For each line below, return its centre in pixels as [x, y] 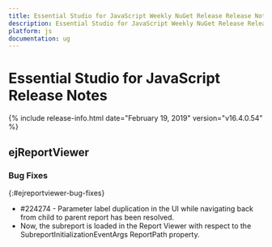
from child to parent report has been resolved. [97, 217]
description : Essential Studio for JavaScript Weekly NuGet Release [126, 23]
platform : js [30, 31]
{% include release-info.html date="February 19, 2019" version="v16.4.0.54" [136, 118]
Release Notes [58, 96]
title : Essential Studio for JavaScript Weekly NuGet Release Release [130, 16]
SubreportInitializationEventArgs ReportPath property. [110, 234]
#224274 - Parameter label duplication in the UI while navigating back [136, 208]
